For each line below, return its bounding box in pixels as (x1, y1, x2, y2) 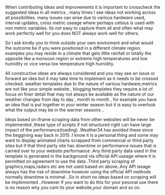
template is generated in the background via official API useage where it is (5, 153, 156, 159)
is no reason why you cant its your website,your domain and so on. (5, 185, 141, 190)
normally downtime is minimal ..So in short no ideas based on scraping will (5, 174, 157, 180)
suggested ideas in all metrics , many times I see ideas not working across (5, 9, 156, 15)
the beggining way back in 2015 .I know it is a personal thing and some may (5, 132, 159, 138)
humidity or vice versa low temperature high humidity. (5, 61, 115, 66)
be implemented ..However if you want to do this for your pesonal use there (5, 179, 159, 185)
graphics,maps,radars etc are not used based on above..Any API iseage (5, 163, 151, 169)
